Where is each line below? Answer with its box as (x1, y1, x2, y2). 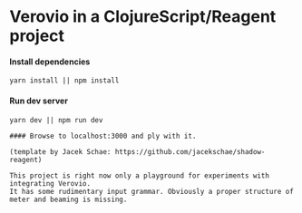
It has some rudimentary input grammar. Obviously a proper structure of (9, 187, 295, 196)
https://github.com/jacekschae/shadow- (114, 147, 266, 156)
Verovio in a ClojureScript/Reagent (9, 6, 277, 27)
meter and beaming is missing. (9, 195, 128, 204)
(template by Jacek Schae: (9, 147, 112, 156)
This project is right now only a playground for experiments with (9, 170, 270, 180)
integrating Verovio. (9, 179, 92, 188)
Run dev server (9, 95, 68, 106)
